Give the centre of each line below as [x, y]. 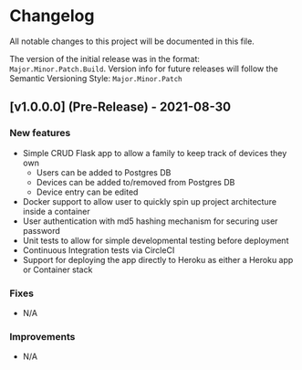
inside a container [56, 211]
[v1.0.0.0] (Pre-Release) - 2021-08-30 [120, 107]
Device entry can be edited [87, 192]
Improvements [42, 336]
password [42, 230]
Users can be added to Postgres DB [104, 172]
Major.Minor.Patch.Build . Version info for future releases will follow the [144, 69]
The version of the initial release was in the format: [105, 58]
